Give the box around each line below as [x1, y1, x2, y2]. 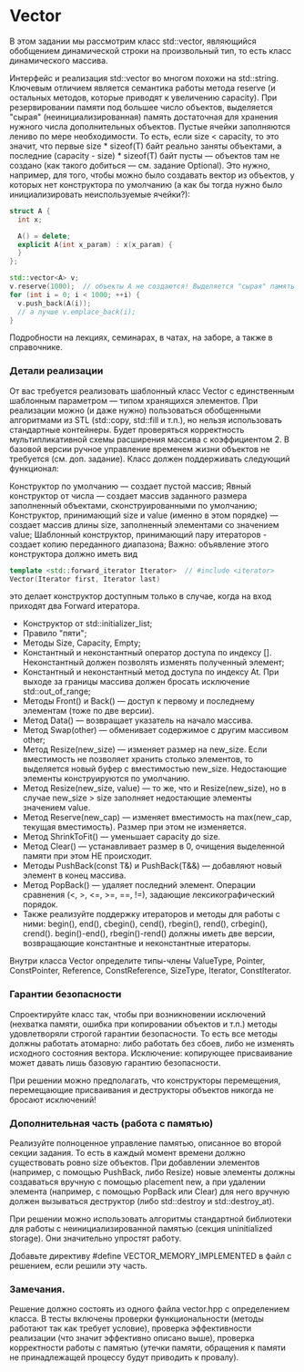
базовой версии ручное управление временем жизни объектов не [9, 443, 270, 454]
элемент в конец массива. [22, 870, 127, 881]
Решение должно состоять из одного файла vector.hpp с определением [9, 1304, 289, 1315]
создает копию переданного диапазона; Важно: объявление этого [9, 539, 269, 550]
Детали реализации [9, 365, 104, 377]
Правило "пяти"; [22, 628, 87, 639]
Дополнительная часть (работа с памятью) [9, 1117, 214, 1130]
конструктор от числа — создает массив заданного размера [9, 490, 248, 501]
